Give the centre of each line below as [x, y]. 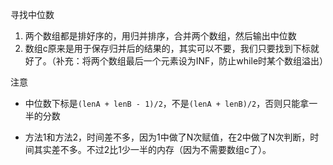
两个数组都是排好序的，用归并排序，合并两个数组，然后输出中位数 [160, 36]
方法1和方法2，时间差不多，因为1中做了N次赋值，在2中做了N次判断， [167, 137]
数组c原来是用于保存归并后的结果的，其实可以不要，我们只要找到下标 [167, 48]
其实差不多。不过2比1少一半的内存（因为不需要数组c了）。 [152, 149]
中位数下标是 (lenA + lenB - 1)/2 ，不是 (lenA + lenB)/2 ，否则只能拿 [167, 103]
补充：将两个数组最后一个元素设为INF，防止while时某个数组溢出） [192, 61]
